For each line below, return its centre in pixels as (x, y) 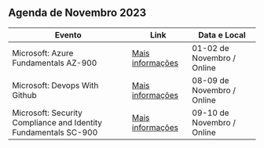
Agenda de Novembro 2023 (77, 13)
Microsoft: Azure (43, 52)
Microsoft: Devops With (55, 85)
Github (24, 95)
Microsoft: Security (47, 113)
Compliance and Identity (57, 122)
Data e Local (222, 34)
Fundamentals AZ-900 (55, 63)
